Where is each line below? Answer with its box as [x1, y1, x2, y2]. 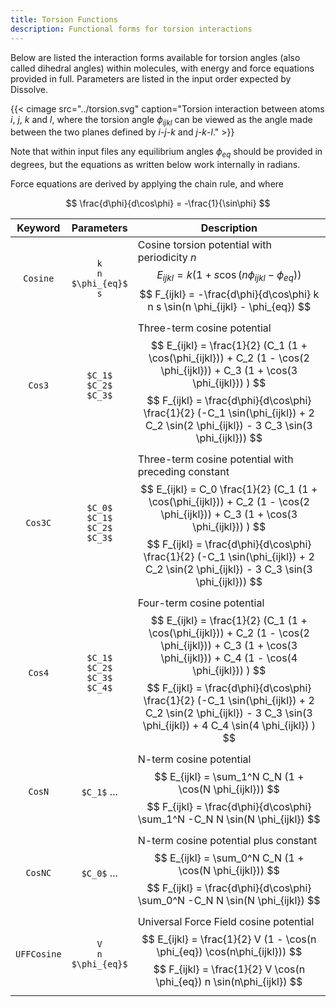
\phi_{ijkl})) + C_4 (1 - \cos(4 [160, 651, 298, 665]
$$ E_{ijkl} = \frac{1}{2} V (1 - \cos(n [141, 932, 317, 946]
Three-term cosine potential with [137, 452, 294, 466]
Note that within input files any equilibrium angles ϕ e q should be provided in [10, 146, 323, 160]
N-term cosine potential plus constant [137, 834, 318, 848]
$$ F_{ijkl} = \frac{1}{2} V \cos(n [153, 962, 306, 976]
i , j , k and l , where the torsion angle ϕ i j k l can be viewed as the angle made [10, 113, 313, 128]
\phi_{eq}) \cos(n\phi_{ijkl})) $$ [156, 945, 303, 959]
